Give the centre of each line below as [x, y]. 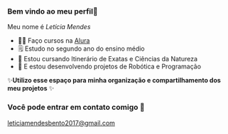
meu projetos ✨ [31, 88]
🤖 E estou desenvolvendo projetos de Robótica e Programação [109, 66]
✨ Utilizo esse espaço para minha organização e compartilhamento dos [114, 81]
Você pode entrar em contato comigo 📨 [76, 108]
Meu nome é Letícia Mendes [49, 27]
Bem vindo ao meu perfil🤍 [53, 11]
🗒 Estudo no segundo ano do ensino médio [81, 48]
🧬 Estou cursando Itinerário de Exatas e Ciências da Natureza [107, 59]
